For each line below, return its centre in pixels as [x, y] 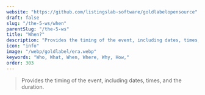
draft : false [23, 18]
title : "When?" [26, 35]
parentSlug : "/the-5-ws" [38, 29]
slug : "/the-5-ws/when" [37, 23]
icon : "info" [23, 46]
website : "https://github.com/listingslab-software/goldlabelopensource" [102, 12]
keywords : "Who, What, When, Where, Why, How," [68, 57]
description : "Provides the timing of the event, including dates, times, [103, 40]
